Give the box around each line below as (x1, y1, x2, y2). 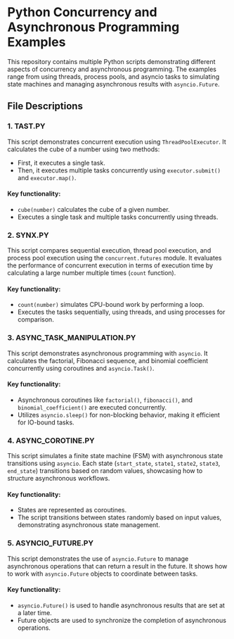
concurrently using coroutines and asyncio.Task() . (7, 364, 155, 372)
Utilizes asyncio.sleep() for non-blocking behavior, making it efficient (17, 410, 220, 419)
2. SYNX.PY (7, 230, 49, 240)
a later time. (17, 608, 53, 616)
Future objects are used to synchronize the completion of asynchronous (17, 616, 227, 624)
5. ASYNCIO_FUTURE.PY (7, 538, 93, 548)
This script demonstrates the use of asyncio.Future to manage (7, 554, 189, 563)
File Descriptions (7, 100, 83, 113)
